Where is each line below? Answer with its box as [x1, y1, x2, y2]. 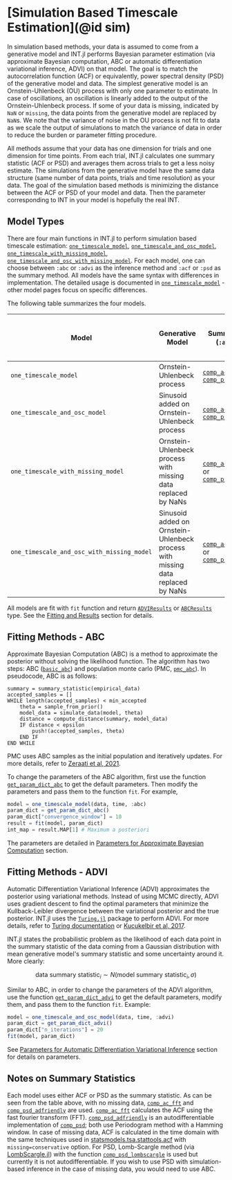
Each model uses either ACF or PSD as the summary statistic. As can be [7, 1091, 212, 1099]
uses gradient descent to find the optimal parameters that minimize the [7, 899, 209, 908]
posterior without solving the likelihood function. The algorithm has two [7, 656, 210, 665]
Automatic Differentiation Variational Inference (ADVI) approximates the [7, 884, 210, 893]
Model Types [7, 216, 64, 228]
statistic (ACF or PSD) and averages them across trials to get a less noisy [7, 159, 215, 167]
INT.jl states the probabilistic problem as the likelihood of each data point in [7, 935, 222, 943]
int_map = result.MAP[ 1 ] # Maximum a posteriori [7, 826, 150, 834]
